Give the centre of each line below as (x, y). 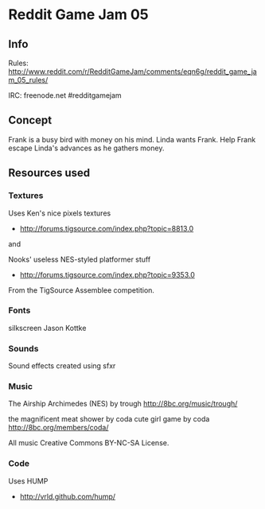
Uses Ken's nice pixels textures (60, 213)
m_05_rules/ (28, 80)
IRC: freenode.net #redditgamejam (65, 95)
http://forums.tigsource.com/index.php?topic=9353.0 (107, 274)
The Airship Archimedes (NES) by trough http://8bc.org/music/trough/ (123, 404)
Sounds (23, 348)
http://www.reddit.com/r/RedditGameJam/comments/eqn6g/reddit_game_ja (132, 72)
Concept (30, 120)
